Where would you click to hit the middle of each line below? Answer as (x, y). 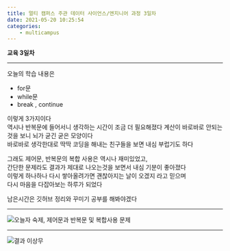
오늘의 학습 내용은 (31, 74)
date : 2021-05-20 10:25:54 (46, 20)
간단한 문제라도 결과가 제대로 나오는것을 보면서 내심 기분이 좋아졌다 (97, 168)
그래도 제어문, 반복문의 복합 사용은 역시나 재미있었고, (77, 159)
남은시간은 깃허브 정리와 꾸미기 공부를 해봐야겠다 (72, 199)
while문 (27, 97)
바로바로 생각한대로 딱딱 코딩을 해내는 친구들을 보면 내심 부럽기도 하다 (100, 144)
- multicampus (39, 32)
